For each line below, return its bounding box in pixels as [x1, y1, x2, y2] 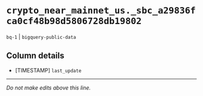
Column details [6, 51, 65, 61]
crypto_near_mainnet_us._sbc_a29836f [6, 5, 196, 16]
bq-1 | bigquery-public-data [6, 33, 77, 40]
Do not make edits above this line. [6, 84, 91, 91]
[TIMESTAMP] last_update [14, 66, 82, 74]
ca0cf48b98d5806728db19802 [6, 16, 142, 27]
